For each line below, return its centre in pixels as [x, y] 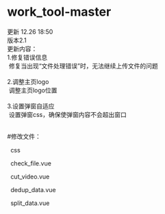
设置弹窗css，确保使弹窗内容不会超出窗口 [67, 114]
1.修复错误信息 [27, 57]
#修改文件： [24, 136]
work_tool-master [59, 12]
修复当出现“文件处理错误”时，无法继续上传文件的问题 [84, 66]
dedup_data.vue [33, 189]
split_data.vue [30, 203]
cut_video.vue [30, 176]
